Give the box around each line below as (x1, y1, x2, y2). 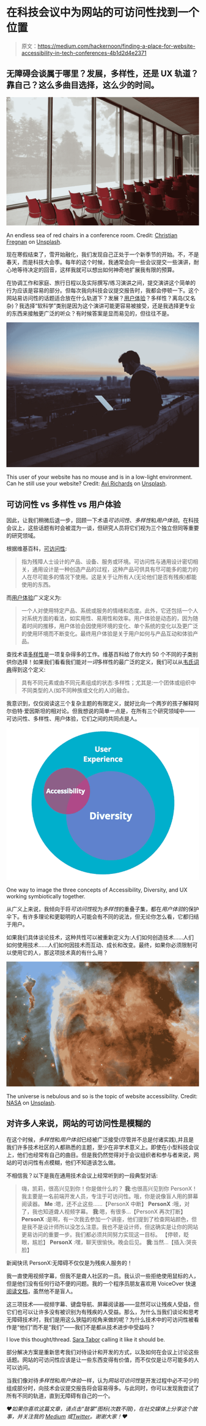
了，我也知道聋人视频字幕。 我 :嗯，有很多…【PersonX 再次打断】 (21, 1208, 186, 1215)
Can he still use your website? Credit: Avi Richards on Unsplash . (6, 480, 167, 487)
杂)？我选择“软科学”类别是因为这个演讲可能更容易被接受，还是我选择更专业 (6, 302, 196, 309)
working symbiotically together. (6, 893, 86, 900)
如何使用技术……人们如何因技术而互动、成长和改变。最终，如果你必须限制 (6, 941, 193, 949)
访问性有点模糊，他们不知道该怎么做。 (22, 1159, 119, 1166)
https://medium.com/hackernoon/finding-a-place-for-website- (37, 42, 196, 50)
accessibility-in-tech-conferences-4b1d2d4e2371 (21, 49, 147, 56)
